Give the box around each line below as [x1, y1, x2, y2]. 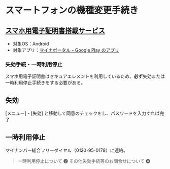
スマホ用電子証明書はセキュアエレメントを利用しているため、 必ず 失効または [5, 73, 165, 79]
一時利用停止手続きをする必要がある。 [5, 79, 85, 86]
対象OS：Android [12, 41, 49, 47]
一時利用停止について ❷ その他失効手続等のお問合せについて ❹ [17, 158, 151, 164]
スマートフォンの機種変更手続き [5, 5, 139, 16]
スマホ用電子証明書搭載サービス [5, 26, 106, 35]
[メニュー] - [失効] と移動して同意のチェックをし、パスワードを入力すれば [5, 110, 160, 116]
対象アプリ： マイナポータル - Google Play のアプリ [12, 47, 119, 53]
